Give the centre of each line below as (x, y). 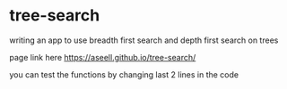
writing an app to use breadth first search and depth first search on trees (144, 40)
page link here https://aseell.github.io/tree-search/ (103, 57)
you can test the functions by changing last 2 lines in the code (124, 74)
